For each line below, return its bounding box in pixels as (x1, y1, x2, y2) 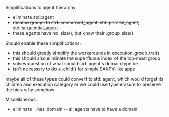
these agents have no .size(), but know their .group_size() (12, 30, 134, 36)
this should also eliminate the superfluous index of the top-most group (12, 55, 160, 61)
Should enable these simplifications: (5, 40, 81, 46)
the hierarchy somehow (5, 87, 55, 93)
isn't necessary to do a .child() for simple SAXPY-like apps (12, 66, 135, 72)
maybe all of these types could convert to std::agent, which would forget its (5, 76, 164, 82)
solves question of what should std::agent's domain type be (12, 61, 138, 66)
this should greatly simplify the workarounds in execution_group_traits (12, 50, 160, 56)
